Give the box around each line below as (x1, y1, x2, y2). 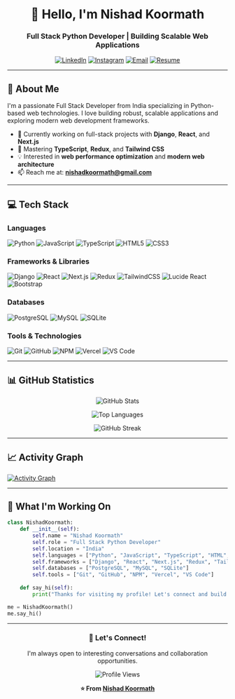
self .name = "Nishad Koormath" (32, 532, 124, 539)
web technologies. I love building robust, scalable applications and (27, 109, 219, 118)
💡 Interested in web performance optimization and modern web (17, 152, 205, 161)
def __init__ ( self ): (20, 526, 80, 533)
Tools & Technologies (7, 331, 82, 341)
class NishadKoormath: (7, 519, 73, 527)
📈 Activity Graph (7, 452, 84, 463)
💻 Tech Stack (7, 198, 69, 210)
